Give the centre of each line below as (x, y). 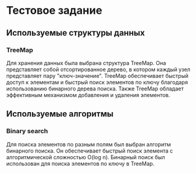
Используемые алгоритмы (60, 114)
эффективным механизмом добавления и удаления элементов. (88, 95)
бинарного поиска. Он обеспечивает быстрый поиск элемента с (90, 151)
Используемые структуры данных (76, 33)
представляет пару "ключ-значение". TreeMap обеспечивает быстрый (97, 75)
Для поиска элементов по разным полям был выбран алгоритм (89, 144)
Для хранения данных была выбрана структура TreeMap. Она (86, 63)
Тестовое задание (54, 11)
